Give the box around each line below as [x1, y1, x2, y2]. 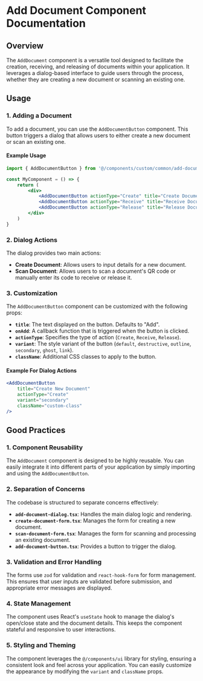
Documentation [6, 16, 86, 30]
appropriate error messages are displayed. [6, 584, 112, 591]
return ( [17, 182, 39, 188]
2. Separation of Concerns [6, 485, 86, 494]
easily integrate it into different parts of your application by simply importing [6, 463, 195, 471]
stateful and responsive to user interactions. [6, 626, 116, 633]
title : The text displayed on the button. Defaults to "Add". [14, 321, 160, 328]
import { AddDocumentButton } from [6, 165, 96, 171]
